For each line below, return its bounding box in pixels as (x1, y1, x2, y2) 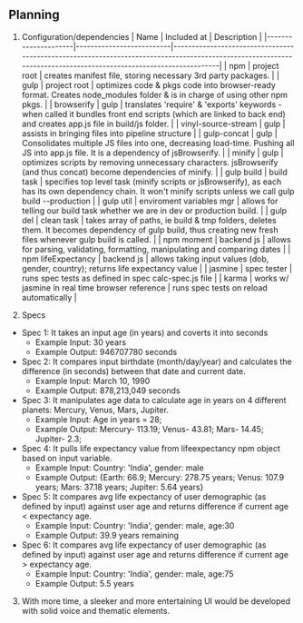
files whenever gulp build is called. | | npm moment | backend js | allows (21, 233, 291, 244)
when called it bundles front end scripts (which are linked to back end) (21, 108, 287, 119)
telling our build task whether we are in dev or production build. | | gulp (21, 204, 288, 216)
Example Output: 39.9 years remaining (34, 529, 179, 540)
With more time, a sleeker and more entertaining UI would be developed (21, 595, 291, 607)
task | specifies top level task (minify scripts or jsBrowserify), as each (21, 176, 282, 187)
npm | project (229, 60, 279, 71)
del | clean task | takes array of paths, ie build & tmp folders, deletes (21, 214, 278, 225)
